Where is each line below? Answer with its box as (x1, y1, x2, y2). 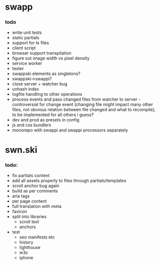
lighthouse (19, 244, 41, 250)
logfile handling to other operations (12, 91, 82, 97)
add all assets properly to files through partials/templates (12, 177, 127, 183)
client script (12, 45, 36, 51)
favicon (12, 208, 28, 214)
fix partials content (12, 172, 50, 178)
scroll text (19, 219, 39, 224)
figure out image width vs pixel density (12, 55, 90, 61)
